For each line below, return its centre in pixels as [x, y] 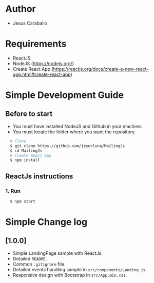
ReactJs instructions [39, 176]
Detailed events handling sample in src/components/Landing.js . [80, 269]
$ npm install [25, 160]
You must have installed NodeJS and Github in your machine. [77, 126]
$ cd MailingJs [26, 151]
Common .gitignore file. [39, 264]
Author [21, 9]
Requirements [36, 44]
